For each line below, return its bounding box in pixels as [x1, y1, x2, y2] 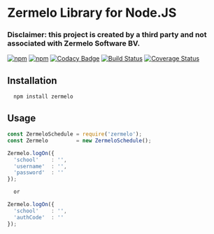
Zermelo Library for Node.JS [7, 5, 177, 21]
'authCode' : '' [13, 214, 64, 221]
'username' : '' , [13, 163, 68, 170]
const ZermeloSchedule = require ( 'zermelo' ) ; [7, 131, 142, 138]
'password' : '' [13, 169, 64, 176]
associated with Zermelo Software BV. [7, 38, 141, 48]
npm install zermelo [13, 93, 73, 101]
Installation [7, 75, 57, 87]
